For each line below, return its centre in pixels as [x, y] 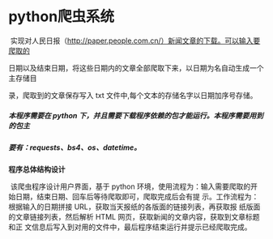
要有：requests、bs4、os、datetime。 [75, 147]
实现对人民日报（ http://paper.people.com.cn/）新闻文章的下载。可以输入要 [135, 41]
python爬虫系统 [62, 17]
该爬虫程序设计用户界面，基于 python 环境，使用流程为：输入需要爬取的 [130, 186]
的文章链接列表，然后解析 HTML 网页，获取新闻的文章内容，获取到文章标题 [134, 217]
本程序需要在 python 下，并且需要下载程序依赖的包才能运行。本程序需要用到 [136, 115]
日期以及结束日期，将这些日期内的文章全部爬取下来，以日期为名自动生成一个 [136, 68]
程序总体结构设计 [37, 169]
